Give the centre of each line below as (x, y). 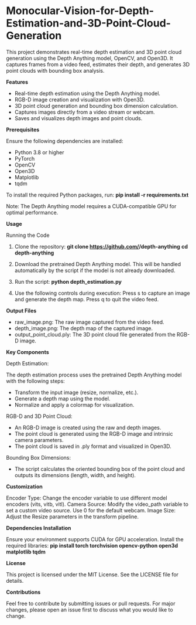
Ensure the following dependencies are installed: (65, 141)
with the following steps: (36, 381)
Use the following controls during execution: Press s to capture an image (102, 293)
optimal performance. (32, 212)
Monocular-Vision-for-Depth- (80, 11)
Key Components (28, 352)
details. (15, 580)
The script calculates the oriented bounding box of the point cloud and (100, 469)
